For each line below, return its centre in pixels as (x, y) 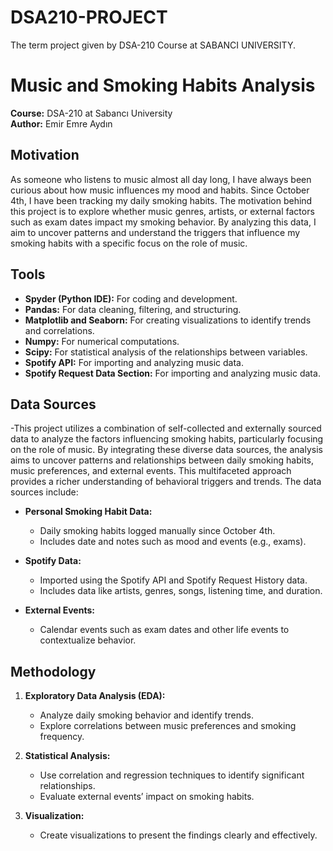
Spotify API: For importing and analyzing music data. (134, 362)
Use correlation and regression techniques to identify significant (172, 775)
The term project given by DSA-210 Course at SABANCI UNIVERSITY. (153, 45)
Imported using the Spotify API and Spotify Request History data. (173, 580)
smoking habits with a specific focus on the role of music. (129, 243)
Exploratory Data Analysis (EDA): (95, 696)
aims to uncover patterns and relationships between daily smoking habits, (162, 460)
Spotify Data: (53, 561)
